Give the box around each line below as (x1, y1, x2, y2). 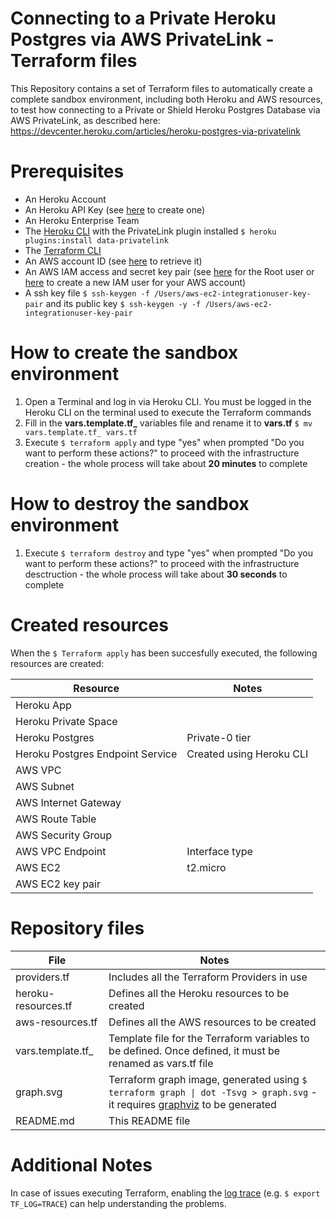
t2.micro (186, 860, 227, 874)
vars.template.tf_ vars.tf (24, 427, 138, 437)
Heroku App (15, 698, 72, 712)
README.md (15, 1113, 75, 1127)
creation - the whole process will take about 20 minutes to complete (24, 457, 308, 469)
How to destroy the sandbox (10, 493, 250, 515)
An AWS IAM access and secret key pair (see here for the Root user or (24, 265, 315, 277)
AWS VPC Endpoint (15, 844, 107, 858)
